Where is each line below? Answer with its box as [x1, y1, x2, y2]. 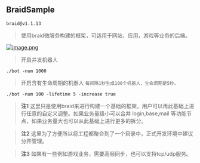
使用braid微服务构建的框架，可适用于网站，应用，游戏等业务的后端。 [20, 32, 191, 39]
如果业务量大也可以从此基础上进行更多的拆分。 [31, 117, 147, 124]
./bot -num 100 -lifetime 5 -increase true [6, 91, 116, 97]
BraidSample [6, 5, 55, 15]
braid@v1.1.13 [6, 20, 42, 26]
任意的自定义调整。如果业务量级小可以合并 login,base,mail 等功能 [26, 110, 187, 117]
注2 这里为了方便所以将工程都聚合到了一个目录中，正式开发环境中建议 [20, 130, 193, 137]
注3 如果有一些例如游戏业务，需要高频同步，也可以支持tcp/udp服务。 [20, 150, 192, 157]
